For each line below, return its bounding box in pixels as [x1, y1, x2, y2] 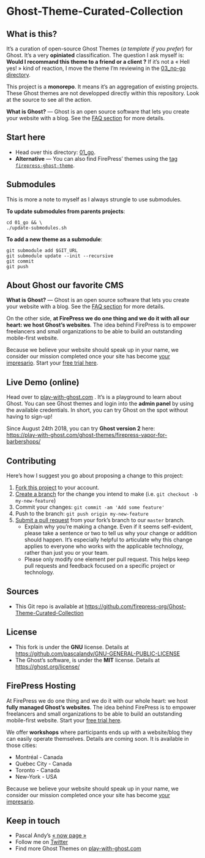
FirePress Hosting [6, 681, 76, 691]
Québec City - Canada [15, 760, 72, 767]
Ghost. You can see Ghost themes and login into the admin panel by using [6, 400, 194, 408]
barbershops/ [6, 438, 41, 446]
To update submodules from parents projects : [6, 207, 125, 215]
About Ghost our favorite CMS [6, 280, 124, 291]
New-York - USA [15, 773, 58, 780]
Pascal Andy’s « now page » [15, 832, 87, 839]
